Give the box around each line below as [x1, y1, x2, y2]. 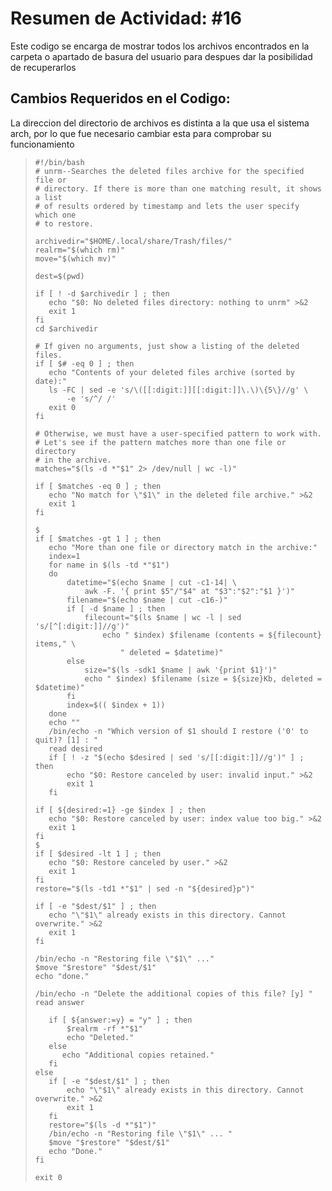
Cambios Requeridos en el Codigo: [10, 90, 231, 107]
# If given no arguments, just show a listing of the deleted [34, 341, 300, 351]
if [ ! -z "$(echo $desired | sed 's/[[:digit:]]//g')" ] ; [48, 752, 305, 762]
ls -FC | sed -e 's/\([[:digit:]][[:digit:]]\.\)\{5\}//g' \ [48, 385, 309, 395]
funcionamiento [10, 138, 75, 150]
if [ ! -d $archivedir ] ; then [34, 288, 170, 299]
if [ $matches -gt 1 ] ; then [34, 533, 162, 544]
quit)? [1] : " [34, 735, 99, 745]
